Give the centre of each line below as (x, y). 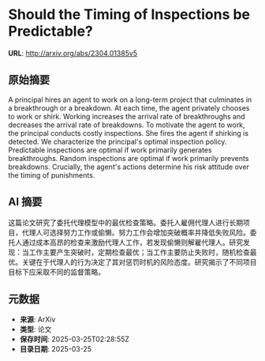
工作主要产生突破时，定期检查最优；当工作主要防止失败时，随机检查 (139, 252)
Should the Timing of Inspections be (129, 15)
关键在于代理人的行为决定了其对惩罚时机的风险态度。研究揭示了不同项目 (139, 261)
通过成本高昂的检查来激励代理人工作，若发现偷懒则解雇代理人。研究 (132, 242)
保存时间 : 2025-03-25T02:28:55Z (75, 339)
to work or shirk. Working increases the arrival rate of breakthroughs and (127, 116)
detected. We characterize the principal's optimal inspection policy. (118, 141)
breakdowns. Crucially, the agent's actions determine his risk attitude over (129, 167)
